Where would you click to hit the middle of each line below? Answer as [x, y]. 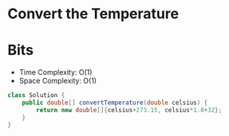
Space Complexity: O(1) [58, 81]
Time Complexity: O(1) [55, 72]
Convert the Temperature [93, 14]
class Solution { [36, 95]
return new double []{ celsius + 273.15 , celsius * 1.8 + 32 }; [129, 110]
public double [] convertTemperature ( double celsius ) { [115, 103]
